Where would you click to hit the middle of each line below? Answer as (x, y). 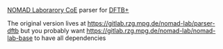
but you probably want (53, 31)
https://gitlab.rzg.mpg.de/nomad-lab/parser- (151, 23)
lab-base (20, 38)
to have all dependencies (70, 38)
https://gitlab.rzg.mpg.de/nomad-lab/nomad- (151, 31)
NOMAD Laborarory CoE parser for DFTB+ (68, 10)
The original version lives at (47, 23)
